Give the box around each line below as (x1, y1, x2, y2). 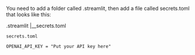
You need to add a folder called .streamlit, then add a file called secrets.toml (6, 5, 190, 12)
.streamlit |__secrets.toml (6, 23, 66, 29)
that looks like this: (6, 11, 52, 18)
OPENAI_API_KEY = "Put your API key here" (6, 43, 111, 49)
